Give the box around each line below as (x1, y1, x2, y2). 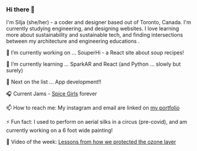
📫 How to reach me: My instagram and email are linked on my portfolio (6, 104, 180, 111)
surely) (6, 67, 24, 74)
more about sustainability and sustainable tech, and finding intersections (6, 31, 183, 38)
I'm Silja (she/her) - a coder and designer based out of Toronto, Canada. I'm (6, 19, 191, 26)
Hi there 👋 (6, 5, 35, 14)
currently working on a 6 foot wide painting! (6, 127, 113, 134)
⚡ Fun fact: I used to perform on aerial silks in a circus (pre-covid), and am (6, 118, 188, 126)
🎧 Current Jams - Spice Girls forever (6, 90, 98, 97)
